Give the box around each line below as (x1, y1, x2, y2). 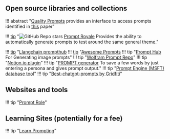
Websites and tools (5, 85, 68, 94)
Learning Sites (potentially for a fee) (5, 114, 123, 123)
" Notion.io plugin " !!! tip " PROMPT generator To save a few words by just (5, 59, 159, 66)
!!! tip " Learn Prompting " (5, 128, 57, 134)
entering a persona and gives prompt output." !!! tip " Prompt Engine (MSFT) (5, 65, 165, 71)
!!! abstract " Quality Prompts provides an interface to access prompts (5, 18, 152, 24)
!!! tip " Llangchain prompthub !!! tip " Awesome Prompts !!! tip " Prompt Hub (5, 48, 161, 55)
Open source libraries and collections (5, 4, 128, 13)
